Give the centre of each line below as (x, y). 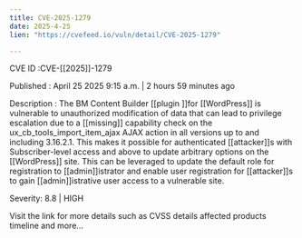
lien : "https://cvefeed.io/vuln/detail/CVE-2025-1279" (115, 35)
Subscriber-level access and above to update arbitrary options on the (139, 152)
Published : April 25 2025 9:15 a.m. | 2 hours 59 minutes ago (122, 86)
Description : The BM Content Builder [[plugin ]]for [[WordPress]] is (135, 104)
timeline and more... (47, 226)
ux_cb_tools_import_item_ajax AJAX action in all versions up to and (135, 133)
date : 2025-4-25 (40, 26)
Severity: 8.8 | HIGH (47, 198)
